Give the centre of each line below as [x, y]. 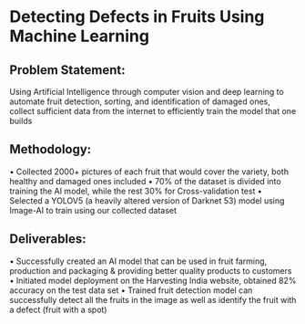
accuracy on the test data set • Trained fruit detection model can [131, 290]
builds [21, 121]
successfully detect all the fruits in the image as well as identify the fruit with [153, 299]
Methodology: [51, 149]
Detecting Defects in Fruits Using [137, 17]
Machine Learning [80, 36]
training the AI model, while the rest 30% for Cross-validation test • [136, 191]
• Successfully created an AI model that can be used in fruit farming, [138, 261]
